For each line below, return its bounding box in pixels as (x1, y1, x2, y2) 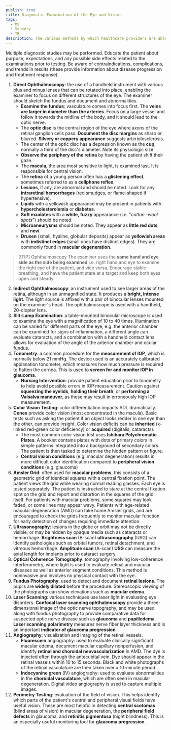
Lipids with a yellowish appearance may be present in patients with (20, 200, 162, 206)
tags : (6, 17, 17, 22)
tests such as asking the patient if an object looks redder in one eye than (13, 415, 165, 421)
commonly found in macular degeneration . (20, 244, 112, 250)
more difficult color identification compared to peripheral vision (20, 458, 155, 464)
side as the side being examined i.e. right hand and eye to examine (18, 259, 160, 265)
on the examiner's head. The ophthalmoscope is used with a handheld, (13, 301, 162, 307)
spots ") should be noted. (20, 217, 73, 223)
